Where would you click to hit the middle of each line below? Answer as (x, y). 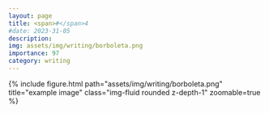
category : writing (39, 61)
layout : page (30, 16)
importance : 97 (34, 53)
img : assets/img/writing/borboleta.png (76, 46)
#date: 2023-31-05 (39, 31)
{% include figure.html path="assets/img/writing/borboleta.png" (115, 84)
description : (30, 38)
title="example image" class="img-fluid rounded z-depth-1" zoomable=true (134, 92)
